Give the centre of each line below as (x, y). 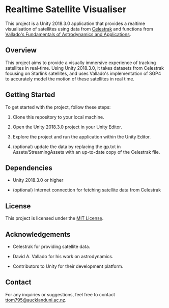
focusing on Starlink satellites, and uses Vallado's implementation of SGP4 (83, 73)
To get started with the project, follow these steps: (58, 107)
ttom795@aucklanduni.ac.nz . (36, 300)
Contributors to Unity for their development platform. (68, 266)
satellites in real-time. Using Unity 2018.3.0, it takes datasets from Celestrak (85, 68)
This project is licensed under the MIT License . (54, 218)
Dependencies (29, 168)
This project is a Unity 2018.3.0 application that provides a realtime (75, 23)
